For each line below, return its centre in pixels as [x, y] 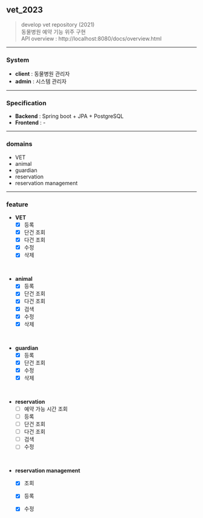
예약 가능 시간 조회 [46, 408]
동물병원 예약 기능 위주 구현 [53, 31]
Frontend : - [30, 123]
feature [17, 204]
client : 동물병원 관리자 [42, 74]
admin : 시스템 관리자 [41, 82]
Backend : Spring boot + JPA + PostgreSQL [69, 116]
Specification [26, 103]
